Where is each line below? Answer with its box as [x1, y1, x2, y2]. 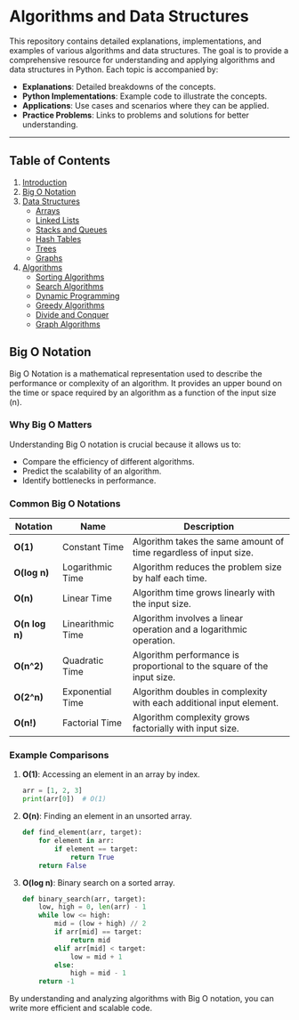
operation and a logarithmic [132, 623, 247, 635]
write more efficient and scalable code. [9, 1003, 153, 1014]
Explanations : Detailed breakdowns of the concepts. [21, 81, 216, 92]
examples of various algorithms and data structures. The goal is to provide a [9, 45, 289, 55]
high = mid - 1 [69, 968, 126, 978]
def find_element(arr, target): [21, 828, 142, 838]
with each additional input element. [132, 697, 279, 709]
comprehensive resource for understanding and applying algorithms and [9, 54, 276, 65]
